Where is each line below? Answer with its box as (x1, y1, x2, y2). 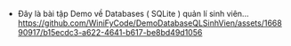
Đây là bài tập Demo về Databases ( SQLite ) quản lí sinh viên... (17, 9, 249, 19)
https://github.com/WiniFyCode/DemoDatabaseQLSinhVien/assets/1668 (17, 18, 282, 28)
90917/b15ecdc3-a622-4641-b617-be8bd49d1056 (17, 27, 203, 37)
